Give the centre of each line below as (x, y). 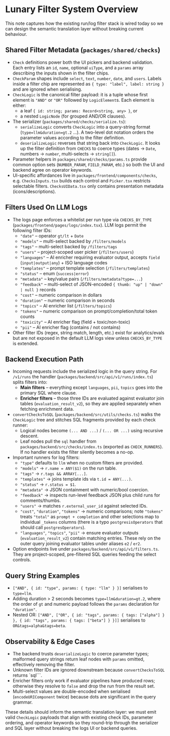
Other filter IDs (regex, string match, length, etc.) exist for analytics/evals (88, 332)
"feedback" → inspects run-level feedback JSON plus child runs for (90, 495)
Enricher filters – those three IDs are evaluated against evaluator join (92, 398)
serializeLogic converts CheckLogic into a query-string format (85, 127)
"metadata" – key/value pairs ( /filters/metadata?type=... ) (81, 279)
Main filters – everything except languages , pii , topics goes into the (91, 388)
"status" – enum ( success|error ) (54, 273)
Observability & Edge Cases (50, 642)
